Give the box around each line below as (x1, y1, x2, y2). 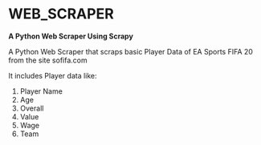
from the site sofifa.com (8, 55, 88, 65)
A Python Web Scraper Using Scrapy (8, 31, 134, 41)
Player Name (19, 86, 63, 96)
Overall (19, 103, 44, 113)
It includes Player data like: (8, 70, 98, 80)
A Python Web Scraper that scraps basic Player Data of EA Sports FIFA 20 (8, 46, 253, 56)
